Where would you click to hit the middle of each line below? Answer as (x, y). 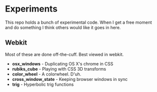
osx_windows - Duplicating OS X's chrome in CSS (62, 63)
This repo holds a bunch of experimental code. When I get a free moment (78, 22)
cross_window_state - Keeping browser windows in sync (70, 79)
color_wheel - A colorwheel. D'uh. (47, 74)
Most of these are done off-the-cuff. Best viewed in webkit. (64, 54)
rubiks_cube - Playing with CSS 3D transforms (59, 69)
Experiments (31, 9)
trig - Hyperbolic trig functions (43, 84)
